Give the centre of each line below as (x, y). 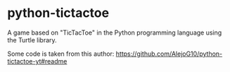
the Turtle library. (32, 40)
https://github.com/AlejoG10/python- (169, 54)
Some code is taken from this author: (61, 54)
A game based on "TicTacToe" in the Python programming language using (115, 32)
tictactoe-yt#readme (37, 61)
